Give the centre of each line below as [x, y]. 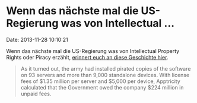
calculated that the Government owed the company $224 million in [102, 87]
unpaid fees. [36, 94]
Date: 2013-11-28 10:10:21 [37, 39]
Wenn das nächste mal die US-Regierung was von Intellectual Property [93, 51]
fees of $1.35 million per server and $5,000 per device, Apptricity [101, 81]
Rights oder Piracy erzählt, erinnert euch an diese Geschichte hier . [87, 57]
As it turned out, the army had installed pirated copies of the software [106, 68]
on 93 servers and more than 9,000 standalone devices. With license [105, 75]
